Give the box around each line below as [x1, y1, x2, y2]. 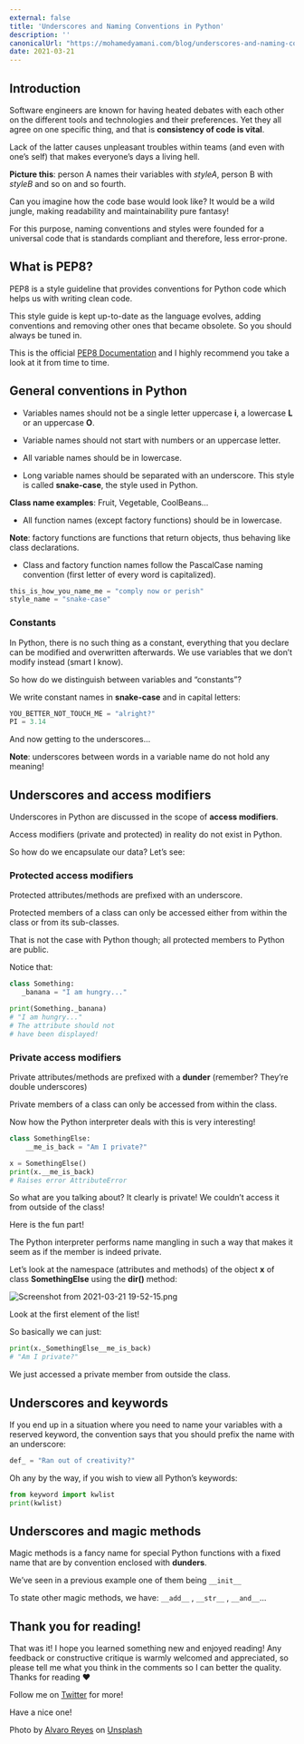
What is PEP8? [9, 260, 93, 275]
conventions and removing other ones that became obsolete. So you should [9, 319, 292, 331]
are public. [9, 945, 50, 955]
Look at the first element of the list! [9, 1308, 140, 1320]
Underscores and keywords [9, 1395, 169, 1411]
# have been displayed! [9, 1029, 100, 1039]
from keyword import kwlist [9, 1490, 116, 1499]
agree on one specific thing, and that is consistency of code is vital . [9, 123, 265, 134]
